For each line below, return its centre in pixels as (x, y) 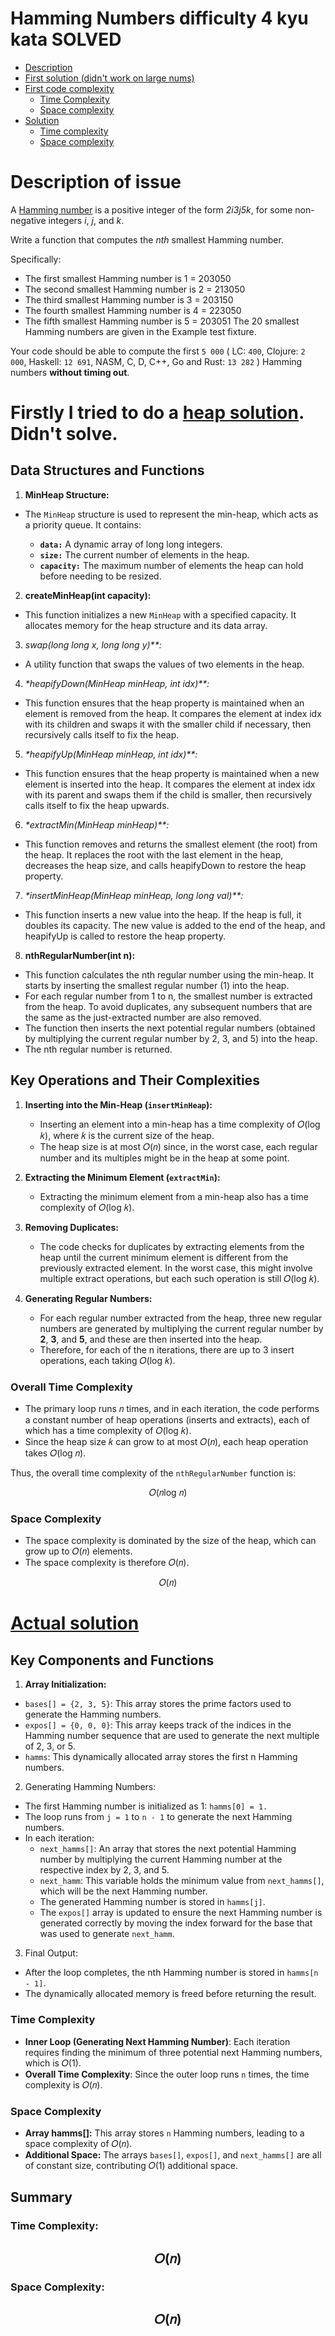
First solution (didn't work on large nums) (109, 78)
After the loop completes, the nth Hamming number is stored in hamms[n (171, 1973)
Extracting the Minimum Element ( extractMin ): (122, 1177)
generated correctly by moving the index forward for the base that (176, 1923)
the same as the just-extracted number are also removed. (143, 1017)
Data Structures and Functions (107, 470)
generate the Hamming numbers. (93, 1714)
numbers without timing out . (70, 372)
